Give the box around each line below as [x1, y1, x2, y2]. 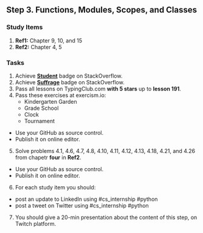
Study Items [6, 23, 43, 32]
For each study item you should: [15, 183, 96, 191]
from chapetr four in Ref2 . [15, 154, 81, 161]
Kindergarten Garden [24, 98, 77, 105]
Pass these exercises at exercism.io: [15, 91, 106, 99]
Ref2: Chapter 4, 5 [15, 43, 62, 50]
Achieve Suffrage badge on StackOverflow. [15, 78, 125, 86]
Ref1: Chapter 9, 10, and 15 [15, 36, 83, 44]
